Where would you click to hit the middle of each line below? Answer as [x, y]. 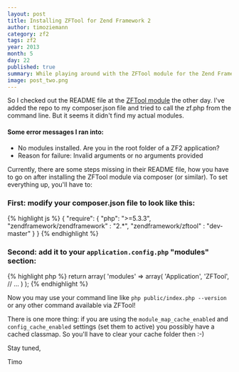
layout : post [27, 14]
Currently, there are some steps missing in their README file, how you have [118, 169]
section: [22, 261]
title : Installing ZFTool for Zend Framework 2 [79, 21]
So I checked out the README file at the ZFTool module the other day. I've [116, 100]
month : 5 [20, 54]
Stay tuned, [24, 348]
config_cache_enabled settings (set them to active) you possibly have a [111, 327]
